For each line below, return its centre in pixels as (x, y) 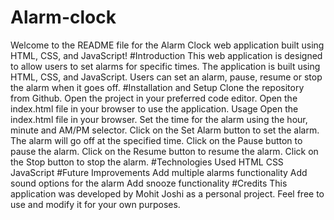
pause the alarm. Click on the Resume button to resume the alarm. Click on (164, 151)
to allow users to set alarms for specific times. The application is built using (165, 66)
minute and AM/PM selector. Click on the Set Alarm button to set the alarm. (165, 130)
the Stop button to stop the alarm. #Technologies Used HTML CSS (147, 162)
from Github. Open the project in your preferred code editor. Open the (154, 98)
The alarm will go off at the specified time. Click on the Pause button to (156, 140)
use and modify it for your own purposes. (95, 204)
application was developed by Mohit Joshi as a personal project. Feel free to (167, 193)
